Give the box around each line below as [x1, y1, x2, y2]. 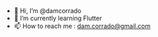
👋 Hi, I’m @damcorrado [13, 7, 82, 15]
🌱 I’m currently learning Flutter [13, 14, 103, 22]
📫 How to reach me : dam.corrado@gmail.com [13, 22, 151, 30]
